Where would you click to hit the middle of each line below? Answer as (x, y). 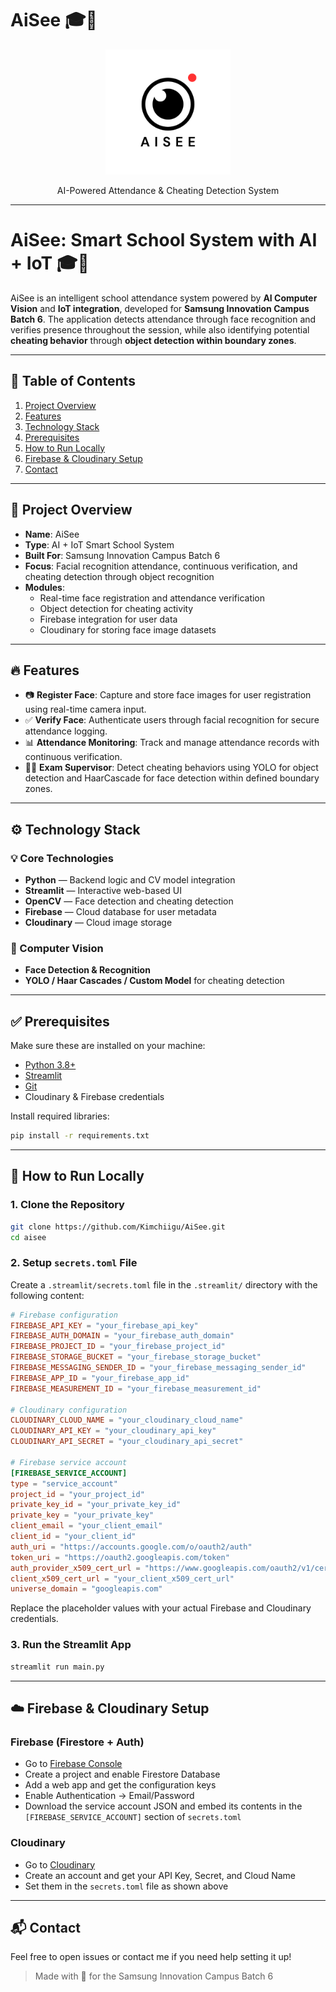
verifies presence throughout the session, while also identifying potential (160, 329)
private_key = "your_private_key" (82, 1515)
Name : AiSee (52, 534)
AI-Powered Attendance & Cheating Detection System (168, 190)
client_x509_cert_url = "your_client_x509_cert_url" (122, 1578)
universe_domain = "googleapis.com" (86, 1589)
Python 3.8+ (50, 1065)
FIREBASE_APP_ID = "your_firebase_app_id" (100, 1378)
